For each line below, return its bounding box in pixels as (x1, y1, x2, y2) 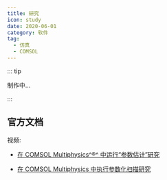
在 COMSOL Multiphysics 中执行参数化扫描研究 (16, 165, 151, 173)
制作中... (7, 81, 31, 89)
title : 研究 (7, 10, 39, 17)
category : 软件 (7, 29, 49, 36)
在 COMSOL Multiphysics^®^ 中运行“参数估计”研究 (16, 150, 160, 158)
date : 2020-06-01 (7, 23, 57, 29)
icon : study (7, 16, 41, 23)
